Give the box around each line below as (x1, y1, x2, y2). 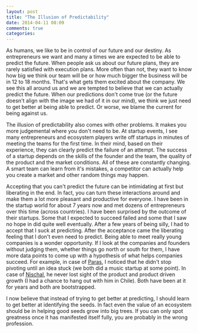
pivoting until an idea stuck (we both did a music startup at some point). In (6, 264, 186, 272)
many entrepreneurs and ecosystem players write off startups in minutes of (6, 134, 190, 141)
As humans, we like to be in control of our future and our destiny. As (6, 47, 171, 54)
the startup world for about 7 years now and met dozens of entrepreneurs (6, 202, 186, 209)
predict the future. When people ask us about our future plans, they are (6, 60, 179, 67)
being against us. (6, 110, 48, 117)
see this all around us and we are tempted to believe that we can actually (6, 85, 183, 92)
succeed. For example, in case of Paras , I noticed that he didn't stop (6, 258, 172, 266)
